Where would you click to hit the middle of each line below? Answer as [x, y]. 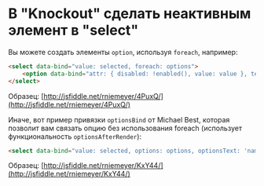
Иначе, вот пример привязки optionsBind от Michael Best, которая [119, 119]
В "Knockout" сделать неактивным [130, 14]
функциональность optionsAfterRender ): [75, 136]
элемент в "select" [73, 30]
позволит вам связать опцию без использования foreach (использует [125, 128]
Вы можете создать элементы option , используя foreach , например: [123, 52]
